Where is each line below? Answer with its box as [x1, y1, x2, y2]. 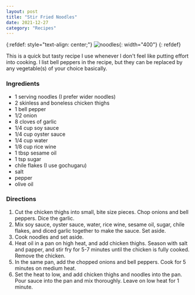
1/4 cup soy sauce [14, 124, 59, 131]
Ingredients [6, 80, 40, 88]
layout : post [6, 8, 38, 15]
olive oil [14, 180, 33, 187]
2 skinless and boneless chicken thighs [14, 99, 110, 106]
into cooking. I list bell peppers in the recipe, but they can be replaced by [6, 59, 183, 66]
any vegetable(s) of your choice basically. [6, 65, 107, 72]
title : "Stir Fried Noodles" [6, 14, 78, 20]
